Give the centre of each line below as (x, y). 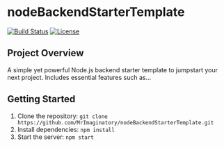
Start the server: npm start (55, 137)
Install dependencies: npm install (66, 129)
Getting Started (41, 99)
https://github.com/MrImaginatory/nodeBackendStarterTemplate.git (115, 122)
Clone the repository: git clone (62, 116)
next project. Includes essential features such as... (79, 77)
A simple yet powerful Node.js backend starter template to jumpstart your (112, 69)
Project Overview (46, 53)
